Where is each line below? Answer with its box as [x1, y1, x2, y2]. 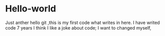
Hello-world [5, 3, 57, 14]
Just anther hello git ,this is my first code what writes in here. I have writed [5, 19, 160, 25]
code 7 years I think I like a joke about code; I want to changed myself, [5, 24, 151, 30]
